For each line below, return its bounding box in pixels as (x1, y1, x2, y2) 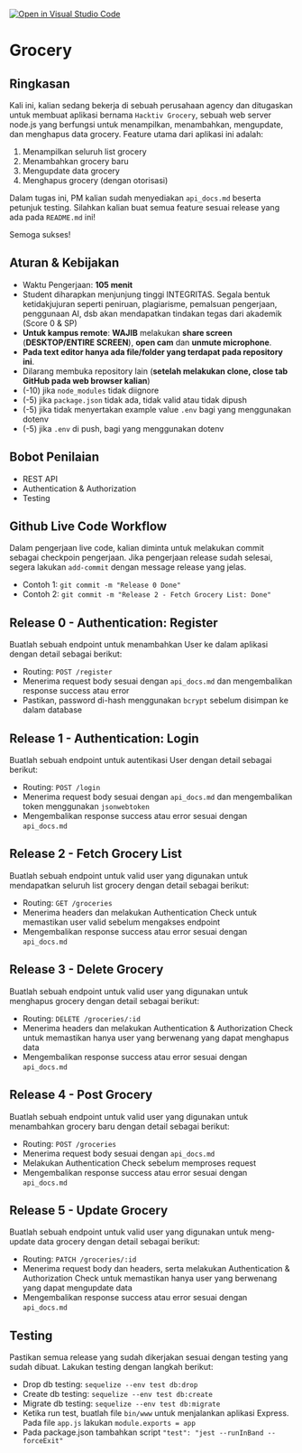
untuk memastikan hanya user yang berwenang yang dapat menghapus (22, 1032, 289, 1043)
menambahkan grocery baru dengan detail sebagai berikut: (9, 1121, 230, 1132)
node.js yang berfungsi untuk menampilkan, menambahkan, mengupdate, (9, 119, 284, 130)
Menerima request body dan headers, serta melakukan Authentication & (22, 1263, 290, 1274)
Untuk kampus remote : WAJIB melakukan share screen (22, 327, 233, 338)
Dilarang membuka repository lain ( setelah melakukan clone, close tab (22, 366, 288, 377)
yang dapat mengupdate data (22, 1282, 133, 1293)
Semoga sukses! (9, 229, 71, 239)
